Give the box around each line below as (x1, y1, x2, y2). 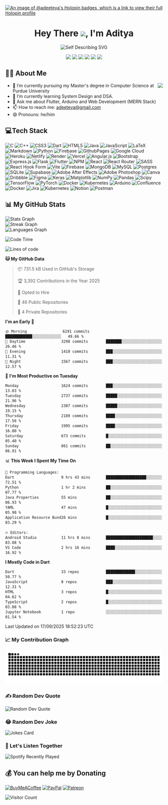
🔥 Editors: (5, 530, 28, 535)
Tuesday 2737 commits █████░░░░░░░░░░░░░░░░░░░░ (5, 393, 162, 399)
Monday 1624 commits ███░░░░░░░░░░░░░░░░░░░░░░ (5, 383, 162, 389)
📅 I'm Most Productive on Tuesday (5, 373, 78, 379)
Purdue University (12, 88, 50, 94)
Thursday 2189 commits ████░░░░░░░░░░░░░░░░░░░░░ (5, 413, 162, 419)
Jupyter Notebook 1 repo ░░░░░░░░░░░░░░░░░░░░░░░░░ (5, 610, 162, 615)
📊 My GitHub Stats (5, 200, 66, 208)
